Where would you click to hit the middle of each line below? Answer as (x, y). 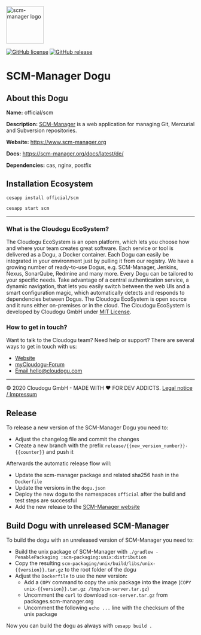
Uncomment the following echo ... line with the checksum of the (104, 608)
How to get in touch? (37, 327)
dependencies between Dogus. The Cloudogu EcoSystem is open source (97, 299)
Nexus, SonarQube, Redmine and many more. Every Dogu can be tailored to (100, 274)
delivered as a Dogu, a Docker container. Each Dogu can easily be (88, 255)
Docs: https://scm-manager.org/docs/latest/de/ (65, 154)
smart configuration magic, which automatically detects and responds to (95, 293)
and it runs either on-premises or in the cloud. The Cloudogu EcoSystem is (98, 306)
